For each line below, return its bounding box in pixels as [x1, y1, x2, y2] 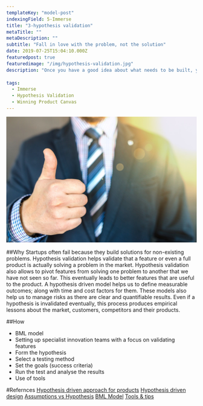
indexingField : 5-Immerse [6, 16, 71, 22]
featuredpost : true [6, 54, 56, 60]
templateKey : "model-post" [6, 10, 74, 16]
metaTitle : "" [6, 29, 42, 35]
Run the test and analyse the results [14, 369, 105, 376]
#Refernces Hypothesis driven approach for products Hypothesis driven [6, 387, 186, 394]
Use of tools [14, 375, 46, 382]
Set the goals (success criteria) [14, 362, 93, 369]
